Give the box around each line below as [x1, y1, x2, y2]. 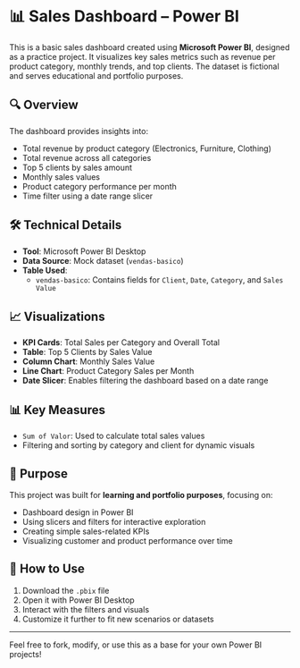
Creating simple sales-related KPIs [21, 526, 150, 537]
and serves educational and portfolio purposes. [9, 70, 184, 80]
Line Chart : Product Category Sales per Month [21, 366, 195, 376]
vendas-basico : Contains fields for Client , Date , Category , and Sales [35, 274, 284, 285]
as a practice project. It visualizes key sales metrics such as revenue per [9, 51, 276, 62]
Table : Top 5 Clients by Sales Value [21, 347, 153, 358]
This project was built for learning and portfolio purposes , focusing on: [9, 490, 273, 500]
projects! [9, 648, 42, 659]
